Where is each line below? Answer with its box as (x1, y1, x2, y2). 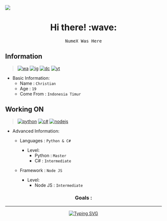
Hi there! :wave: (50, 22, 117, 33)
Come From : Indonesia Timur (19, 91, 81, 97)
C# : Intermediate (34, 158, 72, 164)
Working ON (5, 105, 44, 113)
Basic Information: (12, 75, 50, 81)
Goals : (75, 194, 92, 201)
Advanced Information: (12, 128, 60, 134)
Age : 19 (19, 85, 37, 91)
